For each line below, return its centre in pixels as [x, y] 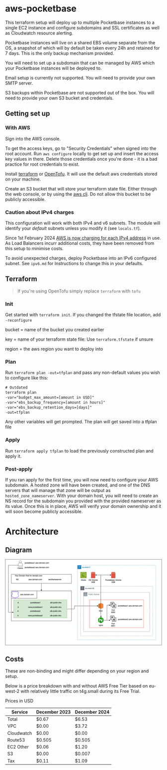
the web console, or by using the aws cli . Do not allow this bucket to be [78, 194]
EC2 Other [18, 747]
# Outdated [16, 388]
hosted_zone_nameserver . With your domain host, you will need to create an [82, 495]
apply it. [13, 456]
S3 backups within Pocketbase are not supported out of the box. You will [80, 93]
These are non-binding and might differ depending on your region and [77, 671]
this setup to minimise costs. [34, 248]
